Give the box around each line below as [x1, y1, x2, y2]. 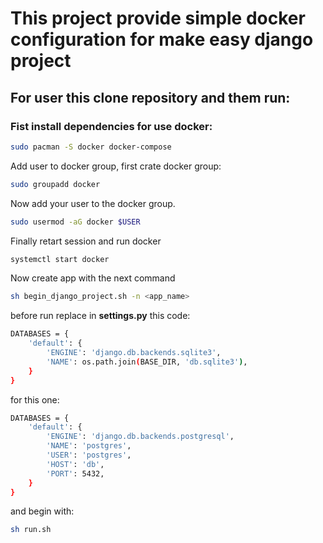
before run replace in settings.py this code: [10, 310, 191, 322]
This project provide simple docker [10, 7, 306, 30]
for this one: [10, 393, 60, 406]
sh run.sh [10, 525, 52, 535]
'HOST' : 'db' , [46, 459, 105, 469]
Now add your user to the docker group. [10, 197, 176, 209]
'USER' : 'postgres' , [46, 450, 132, 460]
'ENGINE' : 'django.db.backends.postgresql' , [46, 432, 235, 442]
